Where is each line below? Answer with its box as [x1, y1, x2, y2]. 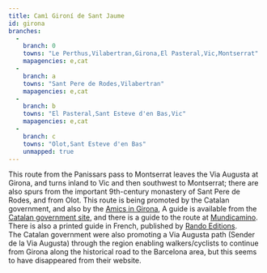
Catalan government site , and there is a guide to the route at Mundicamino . [8, 212, 259, 223]
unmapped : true [23, 147, 74, 156]
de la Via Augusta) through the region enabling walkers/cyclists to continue [8, 238, 259, 248]
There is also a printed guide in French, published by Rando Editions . [8, 221, 238, 231]
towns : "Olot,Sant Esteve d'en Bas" [23, 139, 147, 148]
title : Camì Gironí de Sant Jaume [8, 11, 125, 20]
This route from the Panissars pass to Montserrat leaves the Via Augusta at [8, 169, 259, 179]
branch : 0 [23, 42, 57, 50]
